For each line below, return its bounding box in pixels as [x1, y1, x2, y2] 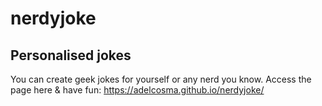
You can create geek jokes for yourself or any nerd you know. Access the [10, 73, 312, 85]
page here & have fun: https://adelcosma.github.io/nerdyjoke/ [10, 84, 265, 96]
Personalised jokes [10, 47, 132, 64]
